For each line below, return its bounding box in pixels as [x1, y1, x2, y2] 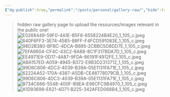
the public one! [17, 26, 49, 33]
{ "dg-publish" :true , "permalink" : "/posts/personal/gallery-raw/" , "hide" [5, 7, 159, 13]
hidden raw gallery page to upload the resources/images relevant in [17, 21, 159, 27]
